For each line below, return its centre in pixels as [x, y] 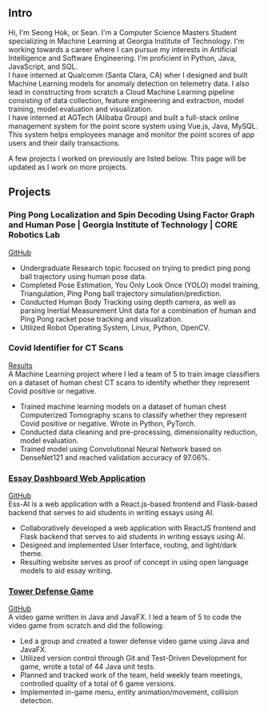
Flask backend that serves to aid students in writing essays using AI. [132, 537]
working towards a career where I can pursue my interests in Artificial [123, 49]
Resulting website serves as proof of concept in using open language [134, 562]
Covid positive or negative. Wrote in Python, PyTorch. [108, 423]
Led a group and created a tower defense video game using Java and [134, 641]
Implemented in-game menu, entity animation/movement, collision [129, 692]
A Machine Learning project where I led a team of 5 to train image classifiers [134, 374]
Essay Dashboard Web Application [77, 478]
